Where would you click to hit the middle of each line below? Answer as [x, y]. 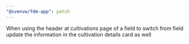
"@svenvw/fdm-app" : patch [38, 11]
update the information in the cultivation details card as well [79, 34]
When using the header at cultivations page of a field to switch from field [95, 28]
